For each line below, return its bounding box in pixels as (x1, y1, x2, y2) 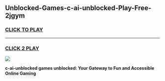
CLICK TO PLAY (5, 27, 43, 33)
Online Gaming (5, 70, 36, 76)
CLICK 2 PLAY (5, 45, 39, 52)
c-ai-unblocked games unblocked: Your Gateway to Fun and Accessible (5, 65, 155, 71)
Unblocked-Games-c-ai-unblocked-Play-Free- (5, 4, 152, 12)
